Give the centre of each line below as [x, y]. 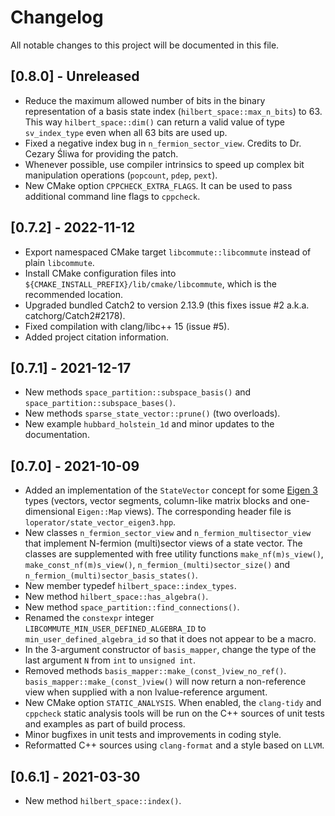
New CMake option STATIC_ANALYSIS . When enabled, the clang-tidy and [173, 703]
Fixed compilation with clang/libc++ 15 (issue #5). [127, 326]
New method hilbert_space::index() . [103, 800]
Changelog [57, 17]
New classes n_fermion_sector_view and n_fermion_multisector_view [168, 533]
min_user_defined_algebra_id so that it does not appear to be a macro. [170, 639]
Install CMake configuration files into [100, 273]
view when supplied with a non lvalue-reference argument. [146, 692]
